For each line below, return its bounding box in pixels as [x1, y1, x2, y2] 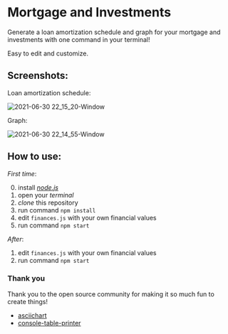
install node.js [17, 183, 59, 192]
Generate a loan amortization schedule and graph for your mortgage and [7, 28, 221, 36]
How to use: [7, 151, 62, 163]
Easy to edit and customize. [7, 49, 89, 58]
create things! [7, 297, 48, 306]
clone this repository [17, 198, 78, 207]
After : [7, 235, 24, 243]
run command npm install [17, 205, 96, 214]
